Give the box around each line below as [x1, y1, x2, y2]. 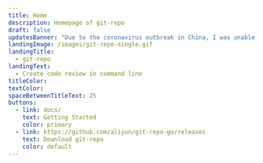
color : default [22, 143, 72, 150]
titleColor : [8, 77, 47, 85]
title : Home [8, 11, 47, 20]
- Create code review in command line [15, 70, 143, 78]
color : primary [22, 121, 72, 129]
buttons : [8, 99, 37, 107]
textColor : [8, 84, 44, 92]
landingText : [8, 63, 51, 71]
